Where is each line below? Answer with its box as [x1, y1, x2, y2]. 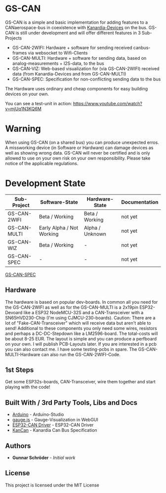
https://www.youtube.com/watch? [73, 100, 142, 106]
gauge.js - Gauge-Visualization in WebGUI [12, 417, 99, 423]
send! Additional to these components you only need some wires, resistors [5, 325, 157, 331]
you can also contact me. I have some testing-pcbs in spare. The [5, 346, 137, 352]
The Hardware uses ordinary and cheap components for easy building [5, 85, 148, 91]
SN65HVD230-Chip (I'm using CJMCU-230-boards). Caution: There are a [5, 315, 156, 321]
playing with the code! [5, 384, 50, 390]
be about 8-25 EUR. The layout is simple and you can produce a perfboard [5, 335, 157, 341]
